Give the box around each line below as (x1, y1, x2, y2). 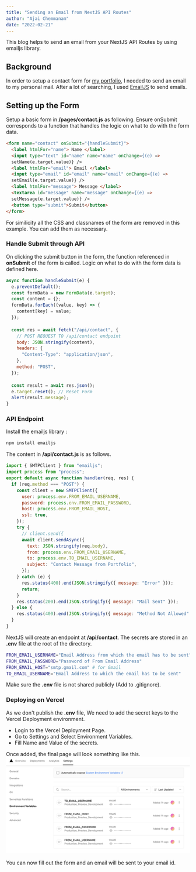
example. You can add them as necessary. (6, 225, 108, 232)
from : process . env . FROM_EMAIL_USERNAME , (27, 549, 127, 555)
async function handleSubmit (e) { (6, 277, 90, 283)
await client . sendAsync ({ (21, 537, 85, 543)
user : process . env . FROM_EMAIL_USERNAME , (21, 493, 121, 500)
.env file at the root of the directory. (6, 640, 92, 647)
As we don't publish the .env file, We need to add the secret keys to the (6, 709, 178, 716)
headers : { (16, 345, 43, 351)
